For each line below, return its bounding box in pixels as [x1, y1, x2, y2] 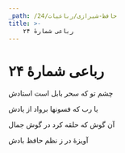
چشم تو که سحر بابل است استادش [8, 88, 114, 98]
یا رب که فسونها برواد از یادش [8, 104, 98, 114]
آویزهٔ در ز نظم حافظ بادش [8, 135, 89, 146]
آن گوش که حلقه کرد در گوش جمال [8, 120, 115, 130]
